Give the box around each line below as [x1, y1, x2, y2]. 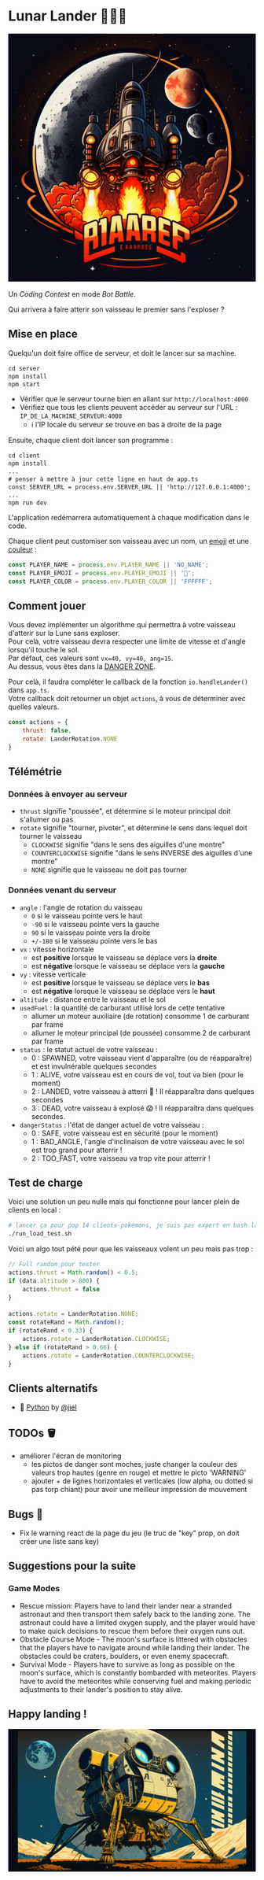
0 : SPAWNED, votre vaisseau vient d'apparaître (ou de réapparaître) [31, 1053, 253, 1062]
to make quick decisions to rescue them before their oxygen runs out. [19, 1626, 245, 1635]
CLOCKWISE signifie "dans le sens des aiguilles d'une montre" [31, 840, 225, 849]
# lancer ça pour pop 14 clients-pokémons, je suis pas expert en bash [8, 1221, 247, 1230]
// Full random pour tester [8, 1261, 101, 1269]
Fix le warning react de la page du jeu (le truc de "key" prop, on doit [19, 1528, 240, 1538]
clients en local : [8, 1206, 61, 1215]
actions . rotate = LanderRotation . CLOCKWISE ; [22, 1335, 170, 1343]
